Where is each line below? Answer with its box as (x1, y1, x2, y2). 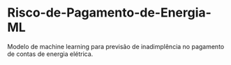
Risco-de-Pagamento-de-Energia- (7, 5, 211, 21)
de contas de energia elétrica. (7, 50, 94, 58)
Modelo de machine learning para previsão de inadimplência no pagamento (7, 42, 225, 50)
